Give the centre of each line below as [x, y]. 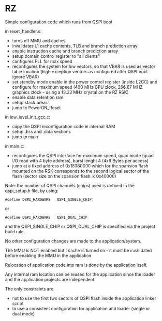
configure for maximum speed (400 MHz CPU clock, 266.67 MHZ [77, 87]
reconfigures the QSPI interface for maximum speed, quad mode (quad [83, 155]
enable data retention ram [38, 97]
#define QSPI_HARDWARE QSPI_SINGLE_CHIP [48, 199]
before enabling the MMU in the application [48, 256]
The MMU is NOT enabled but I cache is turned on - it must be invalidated [79, 250]
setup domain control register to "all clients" [56, 56]
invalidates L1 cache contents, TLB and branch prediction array [75, 46]
